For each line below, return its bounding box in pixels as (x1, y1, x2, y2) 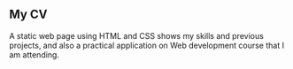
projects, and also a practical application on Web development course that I (9, 40, 285, 50)
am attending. (9, 49, 60, 60)
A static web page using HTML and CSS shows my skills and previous (9, 30, 264, 41)
